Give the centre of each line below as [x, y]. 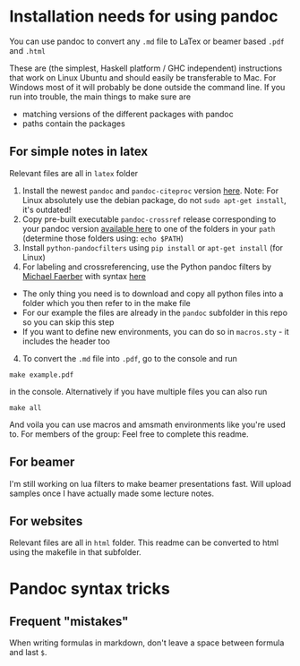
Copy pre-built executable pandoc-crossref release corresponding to [149, 219]
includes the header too [66, 341]
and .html [28, 50]
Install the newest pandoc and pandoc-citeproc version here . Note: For [150, 191]
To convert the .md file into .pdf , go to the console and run [129, 358]
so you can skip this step [68, 322]
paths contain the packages [73, 124]
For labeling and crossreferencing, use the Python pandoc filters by [146, 267]
